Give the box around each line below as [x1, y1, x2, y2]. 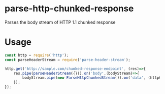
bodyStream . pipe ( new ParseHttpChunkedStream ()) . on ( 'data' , [22, 75, 146, 80]
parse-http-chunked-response [4, 3, 134, 14]
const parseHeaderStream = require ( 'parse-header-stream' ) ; [4, 57, 131, 62]
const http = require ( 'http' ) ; [4, 53, 69, 58]
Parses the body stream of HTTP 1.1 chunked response [4, 19, 116, 25]
